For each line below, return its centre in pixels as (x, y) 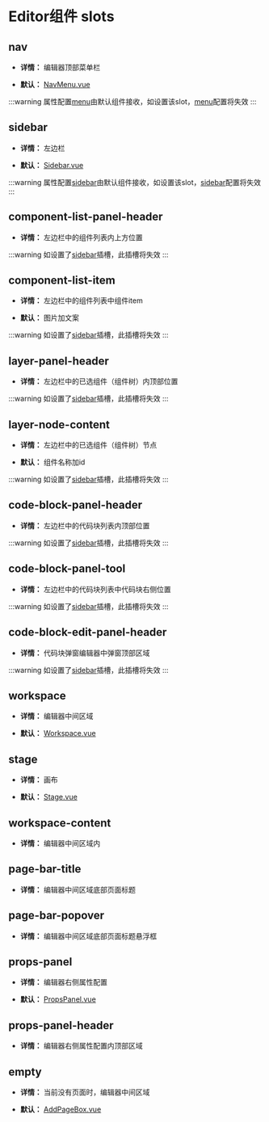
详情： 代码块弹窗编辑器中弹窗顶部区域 (85, 653)
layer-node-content (59, 424)
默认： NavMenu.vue (55, 84)
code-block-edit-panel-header (88, 632)
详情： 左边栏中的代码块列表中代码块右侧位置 (95, 589)
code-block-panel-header (76, 505)
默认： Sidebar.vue (52, 165)
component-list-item (62, 281)
